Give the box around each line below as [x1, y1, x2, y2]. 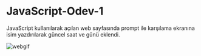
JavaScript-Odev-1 [6, 4, 104, 18]
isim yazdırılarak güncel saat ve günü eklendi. [6, 30, 120, 38]
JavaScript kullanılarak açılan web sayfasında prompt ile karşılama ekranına [6, 24, 196, 32]
